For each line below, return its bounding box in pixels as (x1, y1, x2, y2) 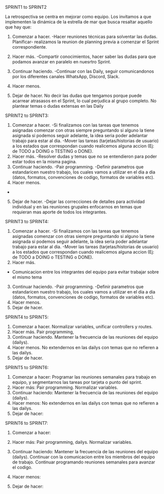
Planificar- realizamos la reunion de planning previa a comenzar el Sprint (12, 39, 159, 45)
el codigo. (12, 465, 33, 470)
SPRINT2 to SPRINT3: (5, 113, 49, 118)
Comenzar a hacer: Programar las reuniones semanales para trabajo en (12, 374, 157, 380)
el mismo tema (12, 274, 42, 280)
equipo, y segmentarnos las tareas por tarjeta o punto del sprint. (12, 379, 142, 385)
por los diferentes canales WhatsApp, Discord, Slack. (12, 74, 120, 79)
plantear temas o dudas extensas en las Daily (12, 103, 104, 109)
